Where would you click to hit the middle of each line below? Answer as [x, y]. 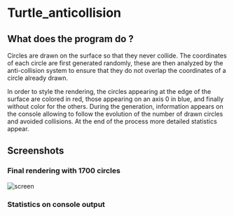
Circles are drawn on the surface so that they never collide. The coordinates [117, 55]
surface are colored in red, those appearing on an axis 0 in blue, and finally [116, 99]
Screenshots [36, 151]
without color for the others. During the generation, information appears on [115, 106]
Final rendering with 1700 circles [64, 171]
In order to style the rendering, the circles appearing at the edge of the [109, 92]
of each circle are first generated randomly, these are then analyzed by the [115, 63]
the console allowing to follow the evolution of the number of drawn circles [115, 114]
